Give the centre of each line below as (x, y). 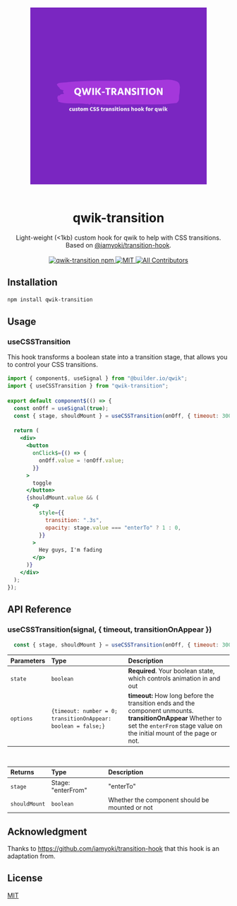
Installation (32, 283)
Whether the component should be (159, 800)
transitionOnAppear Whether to (175, 719)
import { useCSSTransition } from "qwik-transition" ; (88, 386)
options (22, 719)
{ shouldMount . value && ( (62, 498)
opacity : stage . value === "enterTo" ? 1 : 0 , (113, 528)
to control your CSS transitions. (53, 365)
